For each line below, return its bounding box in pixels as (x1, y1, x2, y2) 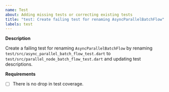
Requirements (5, 71, 36, 77)
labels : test (5, 21, 33, 27)
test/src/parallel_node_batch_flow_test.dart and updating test (5, 56, 141, 62)
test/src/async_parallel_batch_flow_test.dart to (5, 51, 111, 57)
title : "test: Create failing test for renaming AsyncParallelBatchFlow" (5, 17, 165, 22)
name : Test (5, 7, 28, 13)
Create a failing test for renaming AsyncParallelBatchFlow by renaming (5, 45, 153, 51)
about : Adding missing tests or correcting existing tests (5, 12, 133, 17)
